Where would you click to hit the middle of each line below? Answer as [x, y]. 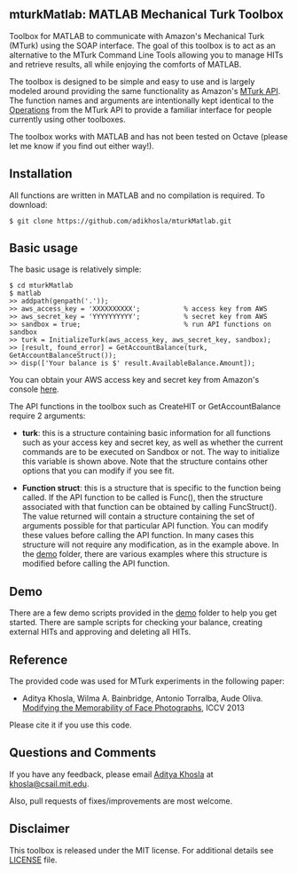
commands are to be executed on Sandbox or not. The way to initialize [151, 452]
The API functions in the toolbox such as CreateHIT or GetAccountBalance [145, 407]
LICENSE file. [33, 860]
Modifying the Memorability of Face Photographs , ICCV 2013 [133, 708]
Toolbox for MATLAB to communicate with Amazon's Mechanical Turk [137, 36]
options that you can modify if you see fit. [98, 471]
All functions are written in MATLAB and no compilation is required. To [137, 195]
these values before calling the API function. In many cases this [138, 536]
